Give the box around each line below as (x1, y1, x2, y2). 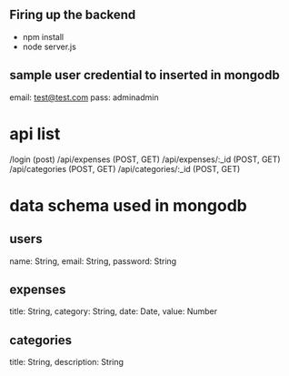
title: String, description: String (9, 357, 125, 368)
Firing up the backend (9, 7, 136, 23)
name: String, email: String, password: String (9, 255, 177, 267)
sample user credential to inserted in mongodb (9, 67, 280, 83)
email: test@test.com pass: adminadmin (9, 91, 159, 103)
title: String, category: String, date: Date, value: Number (9, 306, 218, 317)
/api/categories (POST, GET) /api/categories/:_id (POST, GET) (9, 163, 241, 174)
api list (9, 123, 61, 144)
